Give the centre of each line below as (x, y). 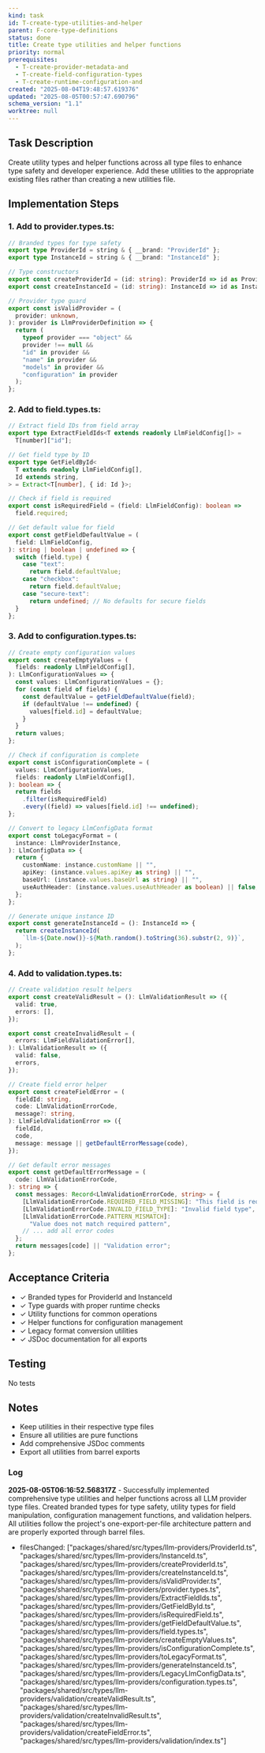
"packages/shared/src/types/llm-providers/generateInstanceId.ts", (128, 1665)
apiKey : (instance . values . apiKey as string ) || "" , (109, 873)
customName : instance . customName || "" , (90, 865)
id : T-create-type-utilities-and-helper (76, 23)
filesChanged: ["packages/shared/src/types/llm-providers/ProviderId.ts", (138, 1547)
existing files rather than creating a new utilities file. (92, 179)
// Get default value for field (61, 528)
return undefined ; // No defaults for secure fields (118, 601)
